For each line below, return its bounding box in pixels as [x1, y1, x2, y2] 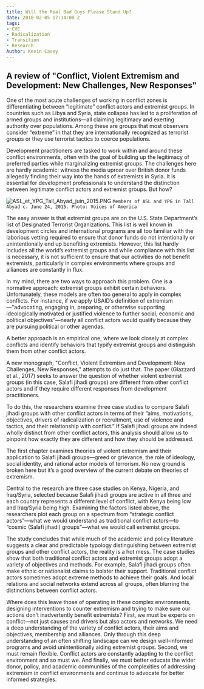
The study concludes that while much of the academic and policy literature [6, 535, 194, 542]
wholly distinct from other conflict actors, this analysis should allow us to [6, 429, 188, 436]
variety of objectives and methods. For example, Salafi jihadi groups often [6, 560, 191, 568]
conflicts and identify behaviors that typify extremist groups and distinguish [6, 341, 195, 348]
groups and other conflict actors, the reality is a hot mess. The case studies [6, 548, 195, 555]
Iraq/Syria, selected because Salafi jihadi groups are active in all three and [6, 491, 192, 498]
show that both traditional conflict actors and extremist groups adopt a [6, 554, 183, 562]
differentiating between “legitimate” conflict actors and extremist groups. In [6, 103, 195, 110]
